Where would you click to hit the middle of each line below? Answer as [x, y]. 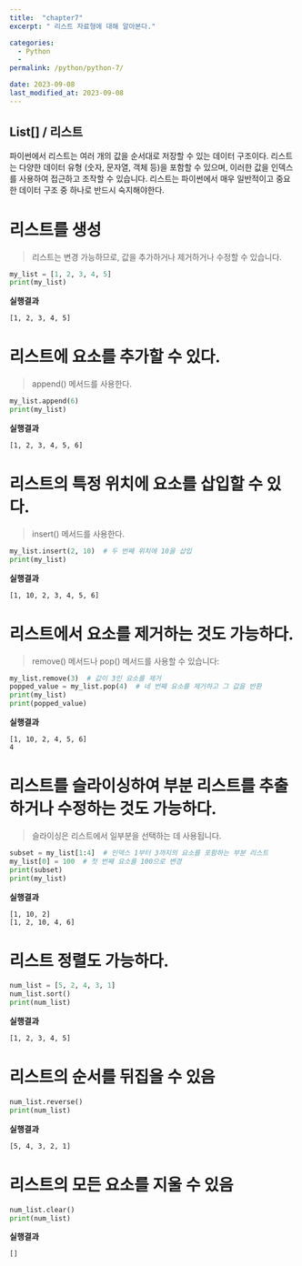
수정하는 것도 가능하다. [137, 809]
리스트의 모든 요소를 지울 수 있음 [121, 1185]
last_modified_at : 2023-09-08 [67, 93]
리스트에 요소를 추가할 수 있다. [115, 357]
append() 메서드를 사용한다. [81, 384]
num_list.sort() [40, 994]
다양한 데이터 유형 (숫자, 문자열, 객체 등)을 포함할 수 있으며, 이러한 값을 [144, 167]
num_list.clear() [42, 1210]
